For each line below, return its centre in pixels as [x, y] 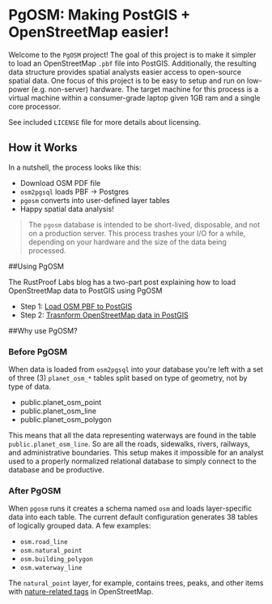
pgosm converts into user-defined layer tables [95, 200]
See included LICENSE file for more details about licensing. [104, 122]
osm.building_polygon [56, 559]
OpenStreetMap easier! [89, 32]
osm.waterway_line [51, 568]
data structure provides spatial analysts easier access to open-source [125, 71]
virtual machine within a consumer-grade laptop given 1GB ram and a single [134, 97]
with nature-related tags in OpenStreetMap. [81, 592]
